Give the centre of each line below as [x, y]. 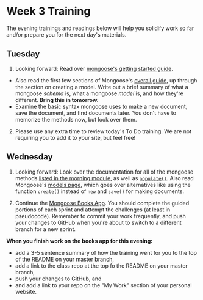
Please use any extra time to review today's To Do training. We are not [103, 131]
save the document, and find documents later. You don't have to [96, 113]
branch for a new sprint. [45, 229]
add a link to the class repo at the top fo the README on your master [101, 265]
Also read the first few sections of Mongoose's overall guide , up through [106, 80]
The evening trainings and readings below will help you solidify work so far [100, 28]
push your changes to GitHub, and [58, 279]
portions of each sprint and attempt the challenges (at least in [93, 210]
